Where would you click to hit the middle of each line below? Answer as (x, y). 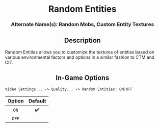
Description (82, 40)
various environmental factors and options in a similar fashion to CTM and (80, 57)
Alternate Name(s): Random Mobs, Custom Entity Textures (82, 25)
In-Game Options (82, 78)
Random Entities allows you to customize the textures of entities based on (80, 52)
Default (38, 101)
